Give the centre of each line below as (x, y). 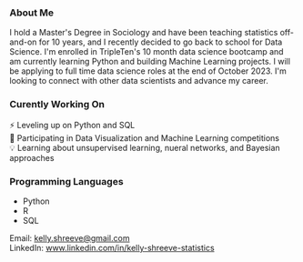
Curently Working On (57, 105)
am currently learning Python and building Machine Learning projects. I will (150, 62)
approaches (32, 157)
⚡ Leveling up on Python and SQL (72, 125)
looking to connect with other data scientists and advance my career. (139, 81)
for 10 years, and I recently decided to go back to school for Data (161, 42)
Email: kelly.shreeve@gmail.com (70, 237)
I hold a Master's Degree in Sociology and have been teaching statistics (144, 33)
